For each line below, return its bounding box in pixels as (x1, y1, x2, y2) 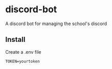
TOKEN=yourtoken (5, 59, 40, 64)
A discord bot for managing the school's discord (5, 20, 107, 27)
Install (5, 35, 26, 44)
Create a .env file (5, 49, 41, 55)
